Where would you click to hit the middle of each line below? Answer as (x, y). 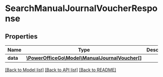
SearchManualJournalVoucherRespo (81, 8)
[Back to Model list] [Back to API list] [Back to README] (61, 70)
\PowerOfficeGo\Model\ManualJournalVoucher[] (84, 58)
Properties (21, 36)
